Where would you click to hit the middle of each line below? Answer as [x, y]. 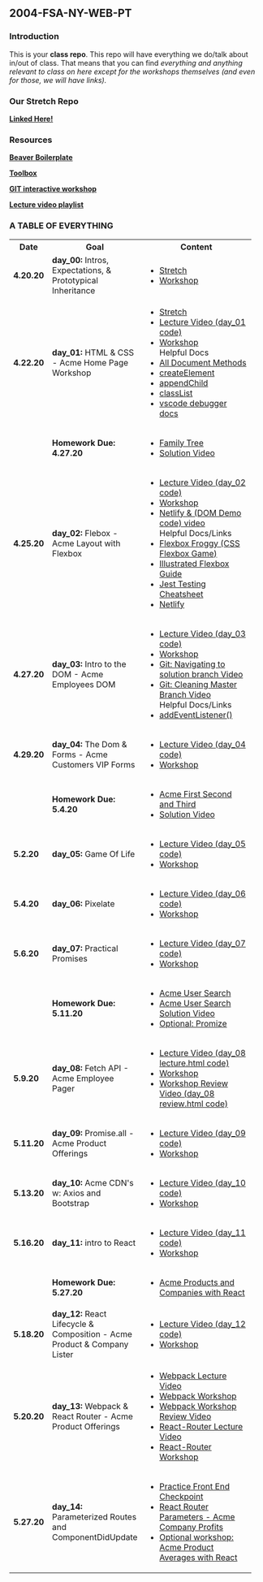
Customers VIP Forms [94, 764]
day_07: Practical [85, 948]
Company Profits [191, 1527]
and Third [177, 804]
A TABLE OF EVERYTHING [61, 226]
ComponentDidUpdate [95, 1537]
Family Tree [181, 443]
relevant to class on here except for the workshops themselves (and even [132, 71]
